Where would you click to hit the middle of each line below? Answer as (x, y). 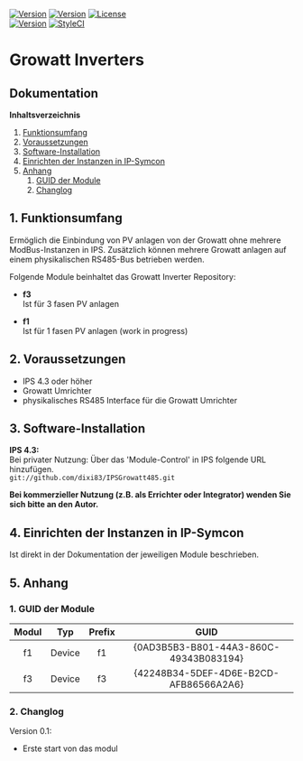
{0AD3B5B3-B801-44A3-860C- (207, 647)
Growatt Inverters (77, 60)
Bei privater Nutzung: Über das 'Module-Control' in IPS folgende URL (138, 459)
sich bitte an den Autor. (54, 505)
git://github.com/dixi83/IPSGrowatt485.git (92, 478)
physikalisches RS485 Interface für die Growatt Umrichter (129, 400)
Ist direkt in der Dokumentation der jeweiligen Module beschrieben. (134, 554)
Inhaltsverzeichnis (45, 115)
